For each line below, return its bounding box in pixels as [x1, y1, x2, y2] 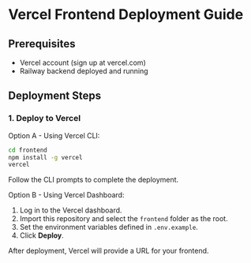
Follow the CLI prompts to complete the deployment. [8, 175, 179, 185]
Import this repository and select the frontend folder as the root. [19, 214, 228, 224]
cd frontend [8, 146, 47, 154]
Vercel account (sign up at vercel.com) [19, 58, 146, 67]
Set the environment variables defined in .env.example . [19, 223, 199, 232]
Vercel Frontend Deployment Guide [8, 6, 244, 24]
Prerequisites [8, 37, 76, 51]
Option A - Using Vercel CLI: [8, 130, 100, 140]
